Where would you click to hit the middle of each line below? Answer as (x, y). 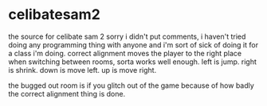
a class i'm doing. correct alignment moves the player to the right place (125, 53)
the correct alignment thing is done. (67, 93)
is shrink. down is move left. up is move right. (82, 70)
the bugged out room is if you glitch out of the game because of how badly (132, 85)
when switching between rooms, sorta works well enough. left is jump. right (133, 62)
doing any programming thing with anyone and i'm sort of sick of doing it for (133, 44)
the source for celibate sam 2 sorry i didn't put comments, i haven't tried (127, 36)
